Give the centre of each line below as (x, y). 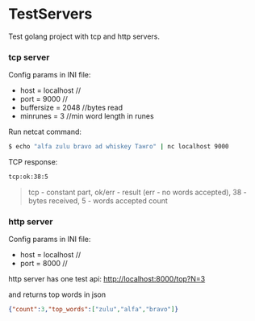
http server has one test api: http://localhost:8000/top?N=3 (107, 279)
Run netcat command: (45, 132)
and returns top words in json (57, 294)
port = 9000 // (44, 99)
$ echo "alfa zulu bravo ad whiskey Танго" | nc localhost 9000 (119, 147)
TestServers (50, 14)
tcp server (29, 57)
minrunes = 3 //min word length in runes (87, 116)
